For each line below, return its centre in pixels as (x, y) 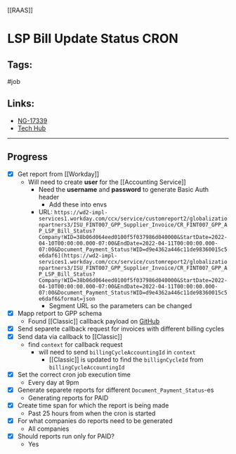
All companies (48, 429)
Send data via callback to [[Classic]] (70, 336)
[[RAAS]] (20, 10)
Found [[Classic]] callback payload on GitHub (94, 321)
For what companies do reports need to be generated (95, 421)
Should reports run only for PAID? (66, 436)
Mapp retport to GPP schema (60, 313)
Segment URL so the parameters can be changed (120, 305)
